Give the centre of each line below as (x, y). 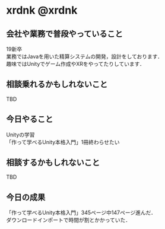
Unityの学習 (20, 135)
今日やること (30, 119)
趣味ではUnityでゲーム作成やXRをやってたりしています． (76, 64)
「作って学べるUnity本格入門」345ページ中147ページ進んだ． (81, 213)
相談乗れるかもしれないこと (57, 85)
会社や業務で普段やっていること (64, 34)
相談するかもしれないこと (53, 163)
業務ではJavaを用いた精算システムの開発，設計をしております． (85, 56)
